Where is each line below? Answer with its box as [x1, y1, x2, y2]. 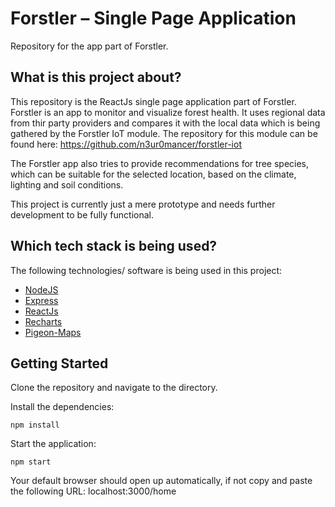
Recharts [24, 315, 63, 327]
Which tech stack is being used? [10, 238, 218, 255]
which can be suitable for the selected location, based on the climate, [10, 168, 297, 180]
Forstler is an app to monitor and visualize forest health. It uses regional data [10, 106, 326, 118]
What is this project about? [10, 69, 182, 86]
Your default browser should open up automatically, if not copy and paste [10, 475, 313, 487]
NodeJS [24, 283, 59, 296]
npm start [10, 457, 52, 467]
